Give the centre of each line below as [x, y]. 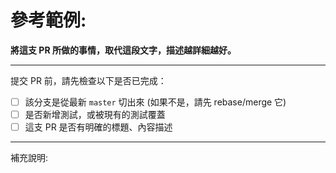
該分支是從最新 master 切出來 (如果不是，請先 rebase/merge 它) [155, 102]
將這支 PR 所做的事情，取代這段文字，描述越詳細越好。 [123, 50]
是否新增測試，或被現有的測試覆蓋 [95, 114]
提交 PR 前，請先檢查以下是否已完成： [88, 80]
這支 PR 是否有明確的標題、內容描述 [98, 127]
